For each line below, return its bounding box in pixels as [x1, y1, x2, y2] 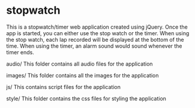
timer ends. [6, 48, 35, 55]
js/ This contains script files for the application [6, 83, 121, 90]
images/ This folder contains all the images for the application [6, 72, 159, 79]
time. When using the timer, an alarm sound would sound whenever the [6, 42, 182, 50]
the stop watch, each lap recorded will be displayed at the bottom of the [6, 36, 184, 43]
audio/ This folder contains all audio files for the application [6, 60, 153, 67]
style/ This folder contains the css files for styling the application [6, 95, 167, 102]
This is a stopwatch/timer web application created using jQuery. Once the [6, 23, 188, 30]
